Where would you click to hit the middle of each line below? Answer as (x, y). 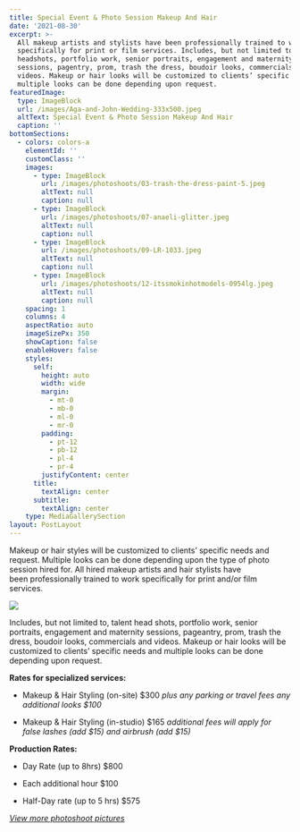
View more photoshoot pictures (67, 818)
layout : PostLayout (46, 525)
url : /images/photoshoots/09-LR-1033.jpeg (121, 250)
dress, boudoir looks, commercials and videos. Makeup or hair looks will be (148, 641)
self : (43, 367)
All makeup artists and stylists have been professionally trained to (151, 42)
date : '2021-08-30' (46, 26)
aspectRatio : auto (59, 326)
